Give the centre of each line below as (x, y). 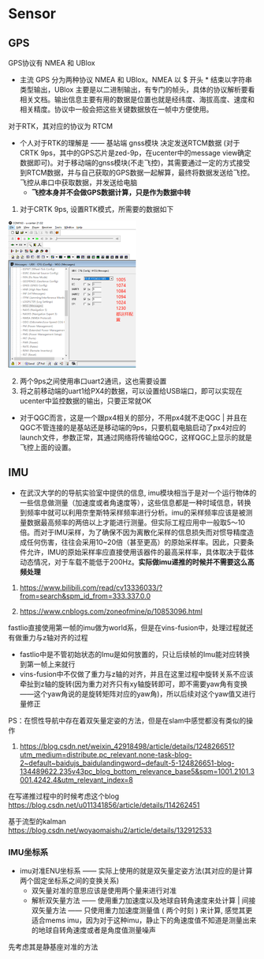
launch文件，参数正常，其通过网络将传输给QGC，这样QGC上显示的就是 (136, 437)
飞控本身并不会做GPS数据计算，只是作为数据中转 (111, 192)
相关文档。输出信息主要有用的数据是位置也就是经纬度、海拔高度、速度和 (137, 99)
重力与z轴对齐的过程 (55, 637)
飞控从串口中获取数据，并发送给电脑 (78, 182)
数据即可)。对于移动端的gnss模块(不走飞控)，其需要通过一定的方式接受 (135, 162)
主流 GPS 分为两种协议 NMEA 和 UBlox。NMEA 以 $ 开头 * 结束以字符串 (136, 79)
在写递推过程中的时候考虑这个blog (64, 796)
